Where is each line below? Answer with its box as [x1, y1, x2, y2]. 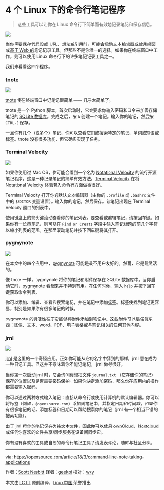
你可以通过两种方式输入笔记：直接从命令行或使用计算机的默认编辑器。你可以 [5, 394, 159, 401]
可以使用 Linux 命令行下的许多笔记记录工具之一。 [18, 53, 117, 59]
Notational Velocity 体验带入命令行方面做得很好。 [5, 182, 105, 188]
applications [5, 459, 30, 465]
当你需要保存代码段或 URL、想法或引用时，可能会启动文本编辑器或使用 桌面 [5, 41, 156, 47]
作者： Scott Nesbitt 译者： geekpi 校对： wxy [5, 469, 94, 475]
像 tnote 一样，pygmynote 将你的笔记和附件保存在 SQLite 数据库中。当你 [5, 277, 151, 282]
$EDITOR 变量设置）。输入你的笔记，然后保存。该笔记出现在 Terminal [15, 198, 150, 204]
